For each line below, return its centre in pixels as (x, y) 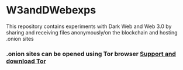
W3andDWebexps (51, 10)
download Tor (26, 61)
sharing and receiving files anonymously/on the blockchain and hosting (92, 32)
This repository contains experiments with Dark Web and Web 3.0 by (89, 26)
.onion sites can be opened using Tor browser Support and (91, 54)
